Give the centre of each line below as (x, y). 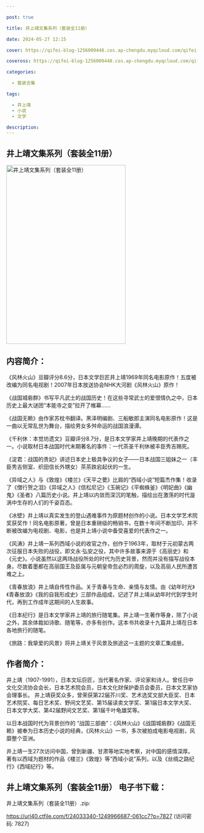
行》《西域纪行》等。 (32, 766)
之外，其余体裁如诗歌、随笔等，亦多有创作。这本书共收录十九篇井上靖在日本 (102, 622)
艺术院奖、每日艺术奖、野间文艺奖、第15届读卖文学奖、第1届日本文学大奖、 (100, 702)
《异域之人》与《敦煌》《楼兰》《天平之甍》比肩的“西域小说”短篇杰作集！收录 (102, 479)
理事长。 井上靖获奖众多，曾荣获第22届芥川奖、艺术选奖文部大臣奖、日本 (103, 695)
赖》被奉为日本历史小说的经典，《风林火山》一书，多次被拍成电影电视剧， (98, 730)
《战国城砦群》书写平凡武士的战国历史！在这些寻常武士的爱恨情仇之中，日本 (102, 397)
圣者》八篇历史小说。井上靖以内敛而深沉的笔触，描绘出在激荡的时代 (104, 495)
